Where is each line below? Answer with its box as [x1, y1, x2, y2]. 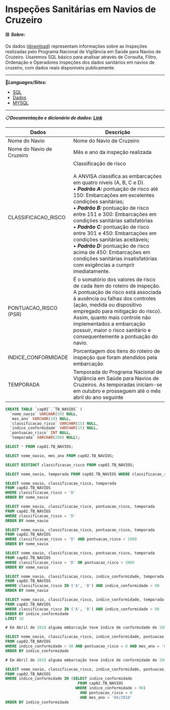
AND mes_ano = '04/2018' [80, 695, 133, 700]
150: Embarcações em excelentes [73, 192, 155, 199]
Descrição [105, 128, 131, 135]
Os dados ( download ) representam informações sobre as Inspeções [5, 43, 148, 49]
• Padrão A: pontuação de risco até [73, 185, 158, 192]
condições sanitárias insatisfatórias [73, 255, 157, 262]
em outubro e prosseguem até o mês [73, 387, 161, 394]
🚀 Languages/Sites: [5, 79, 47, 85]
